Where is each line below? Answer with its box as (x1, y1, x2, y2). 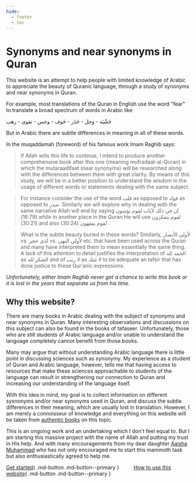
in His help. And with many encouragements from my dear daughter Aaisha (6, 440, 188, 447)
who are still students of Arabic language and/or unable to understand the (6, 331, 184, 338)
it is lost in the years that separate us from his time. (6, 280, 130, 287)
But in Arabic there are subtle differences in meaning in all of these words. (6, 130, 185, 137)
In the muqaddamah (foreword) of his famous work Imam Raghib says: (6, 141, 176, 148)
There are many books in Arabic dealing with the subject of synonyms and (6, 312, 185, 320)
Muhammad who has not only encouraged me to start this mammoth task (6, 447, 183, 454)
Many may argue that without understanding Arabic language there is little (6, 349, 185, 356)
